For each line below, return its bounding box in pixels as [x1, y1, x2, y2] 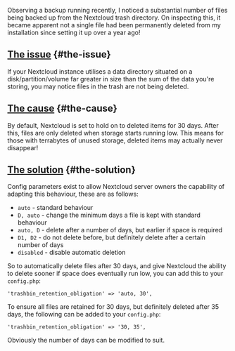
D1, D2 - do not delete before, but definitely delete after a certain [17, 233, 206, 241]
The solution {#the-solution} [7, 164, 136, 176]
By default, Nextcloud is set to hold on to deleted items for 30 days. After [7, 121, 220, 129]
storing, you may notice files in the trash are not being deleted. [7, 82, 189, 91]
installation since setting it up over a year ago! [7, 28, 141, 37]
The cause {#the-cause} [7, 102, 118, 114]
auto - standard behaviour [17, 204, 94, 212]
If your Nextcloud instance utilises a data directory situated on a [7, 67, 193, 76]
